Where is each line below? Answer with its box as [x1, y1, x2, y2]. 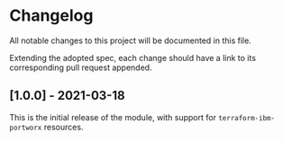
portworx [9, 123, 42, 132]
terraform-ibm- [217, 113, 276, 122]
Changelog [9, 5, 94, 26]
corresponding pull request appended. [9, 62, 152, 73]
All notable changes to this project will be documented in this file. [9, 35, 252, 46]
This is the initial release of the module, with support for [9, 111, 216, 122]
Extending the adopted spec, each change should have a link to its [9, 52, 257, 63]
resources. [43, 121, 84, 132]
